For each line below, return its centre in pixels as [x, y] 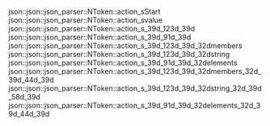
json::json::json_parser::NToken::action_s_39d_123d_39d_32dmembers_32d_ [135, 71]
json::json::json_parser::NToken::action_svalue [86, 20]
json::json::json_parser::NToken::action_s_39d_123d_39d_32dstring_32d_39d [135, 88]
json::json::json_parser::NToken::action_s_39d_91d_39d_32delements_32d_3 [135, 105]
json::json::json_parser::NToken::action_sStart [84, 12]
